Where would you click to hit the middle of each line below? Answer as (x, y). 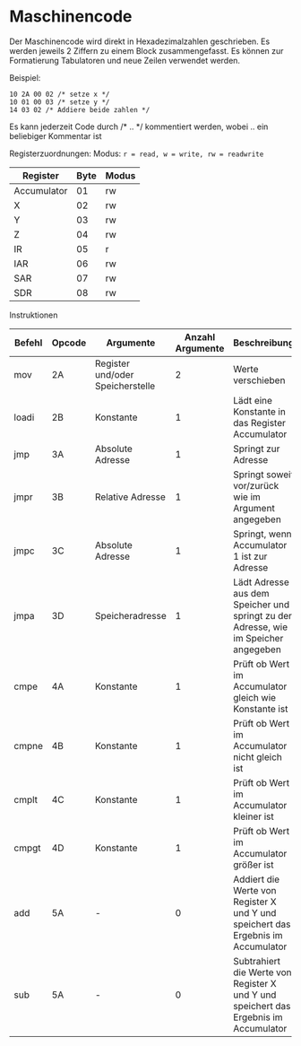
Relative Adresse (130, 497)
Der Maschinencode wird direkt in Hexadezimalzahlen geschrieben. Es (140, 41)
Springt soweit (263, 475)
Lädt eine (253, 400)
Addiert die (256, 879)
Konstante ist (260, 709)
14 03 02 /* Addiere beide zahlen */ (80, 109)
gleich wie (254, 697)
